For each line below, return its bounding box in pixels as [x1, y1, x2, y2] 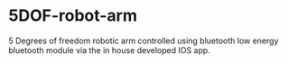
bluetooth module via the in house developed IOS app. [8, 44, 211, 55]
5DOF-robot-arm [8, 5, 137, 26]
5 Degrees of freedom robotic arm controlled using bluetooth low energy [8, 35, 279, 46]
